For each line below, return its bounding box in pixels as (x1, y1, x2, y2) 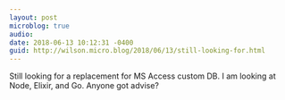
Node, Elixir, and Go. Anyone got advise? (9, 80, 159, 91)
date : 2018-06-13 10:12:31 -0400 (9, 37, 134, 47)
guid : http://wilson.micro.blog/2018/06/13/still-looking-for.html (9, 46, 266, 55)
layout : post (9, 12, 58, 22)
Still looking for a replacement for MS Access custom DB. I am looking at (9, 71, 276, 81)
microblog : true (9, 21, 70, 30)
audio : (9, 29, 34, 38)
